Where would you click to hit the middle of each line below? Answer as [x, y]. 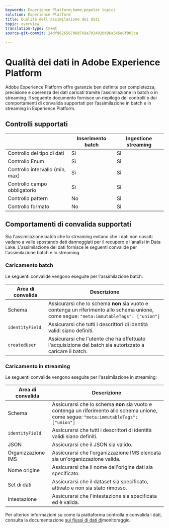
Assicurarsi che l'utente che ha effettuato [97, 339]
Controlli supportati [36, 124]
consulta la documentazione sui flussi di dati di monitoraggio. [68, 520]
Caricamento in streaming [38, 366]
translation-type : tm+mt [31, 29]
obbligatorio [22, 190]
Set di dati [20, 485]
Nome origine [24, 470]
